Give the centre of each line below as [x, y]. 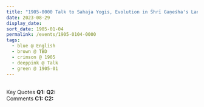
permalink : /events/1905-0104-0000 [51, 35]
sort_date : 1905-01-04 [35, 29]
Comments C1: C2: [30, 98]
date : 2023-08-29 [28, 18]
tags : [13, 40]
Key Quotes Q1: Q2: [31, 92]
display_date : [24, 23]
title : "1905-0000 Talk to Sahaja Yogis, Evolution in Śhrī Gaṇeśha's [97, 12]
